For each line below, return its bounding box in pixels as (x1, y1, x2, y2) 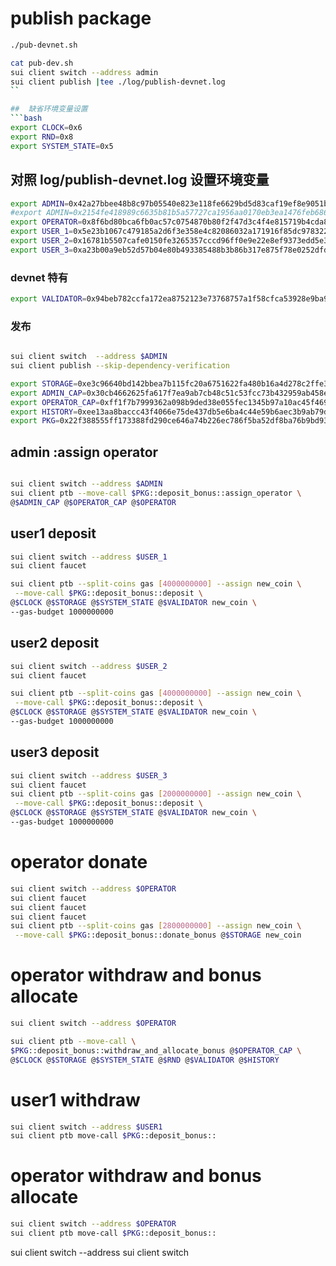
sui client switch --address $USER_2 (10, 661, 168, 671)
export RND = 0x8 (10, 132, 74, 142)
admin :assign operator (10, 443, 159, 461)
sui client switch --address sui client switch (10, 1246, 190, 1258)
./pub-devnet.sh (10, 40, 78, 50)
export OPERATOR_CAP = (10, 397, 101, 407)
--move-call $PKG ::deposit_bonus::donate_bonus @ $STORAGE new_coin (14, 930, 302, 941)
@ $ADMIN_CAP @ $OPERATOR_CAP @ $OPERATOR (10, 497, 177, 507)
